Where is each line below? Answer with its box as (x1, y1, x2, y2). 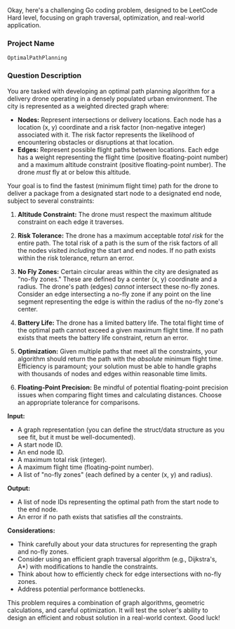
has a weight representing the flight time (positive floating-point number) (17, 153, 229, 161)
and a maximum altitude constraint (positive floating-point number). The (17, 160, 227, 168)
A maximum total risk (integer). (17, 455, 107, 463)
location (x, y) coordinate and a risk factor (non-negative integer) (17, 123, 206, 131)
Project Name (7, 38, 55, 48)
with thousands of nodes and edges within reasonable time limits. (17, 369, 208, 378)
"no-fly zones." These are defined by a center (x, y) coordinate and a (17, 275, 217, 283)
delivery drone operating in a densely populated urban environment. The (7, 94, 217, 103)
